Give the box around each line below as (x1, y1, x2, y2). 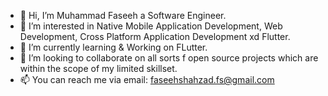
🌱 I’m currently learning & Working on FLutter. (19, 41, 208, 53)
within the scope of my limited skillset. (19, 63, 178, 74)
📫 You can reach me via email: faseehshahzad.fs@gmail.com (19, 74, 275, 85)
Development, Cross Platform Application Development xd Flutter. (19, 31, 291, 42)
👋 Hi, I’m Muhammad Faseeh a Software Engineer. (19, 10, 227, 21)
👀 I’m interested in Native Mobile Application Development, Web (19, 20, 283, 32)
